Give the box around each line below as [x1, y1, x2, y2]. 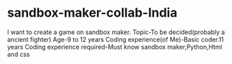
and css [7, 50, 30, 58]
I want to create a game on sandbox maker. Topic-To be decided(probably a [7, 28, 225, 36]
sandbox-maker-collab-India [7, 5, 178, 21]
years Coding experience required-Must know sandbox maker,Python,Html [7, 42, 223, 51]
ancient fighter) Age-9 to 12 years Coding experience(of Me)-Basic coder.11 [7, 35, 224, 43]
